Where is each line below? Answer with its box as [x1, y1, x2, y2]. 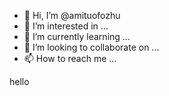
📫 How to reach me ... [23, 53, 117, 64]
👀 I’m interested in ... [23, 20, 109, 32]
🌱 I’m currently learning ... [23, 31, 131, 42]
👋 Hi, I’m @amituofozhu [23, 10, 121, 21]
